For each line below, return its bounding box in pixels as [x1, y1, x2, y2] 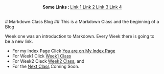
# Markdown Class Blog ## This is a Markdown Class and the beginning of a [5, 19, 159, 24]
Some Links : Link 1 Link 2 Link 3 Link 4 [42, 4, 122, 10]
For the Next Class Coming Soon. [12, 63, 80, 69]
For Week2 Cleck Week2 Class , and [12, 58, 85, 64]
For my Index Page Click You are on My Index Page [12, 48, 116, 54]
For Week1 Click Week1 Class [12, 53, 71, 59]
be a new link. [5, 38, 33, 44]
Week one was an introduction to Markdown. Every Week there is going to [5, 34, 155, 39]
